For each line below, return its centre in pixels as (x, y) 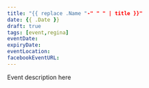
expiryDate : (24, 45)
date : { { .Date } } (33, 20)
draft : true (24, 26)
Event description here (39, 77)
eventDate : (23, 39)
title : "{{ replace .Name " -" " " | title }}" (75, 13)
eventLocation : (29, 52)
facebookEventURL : (33, 58)
